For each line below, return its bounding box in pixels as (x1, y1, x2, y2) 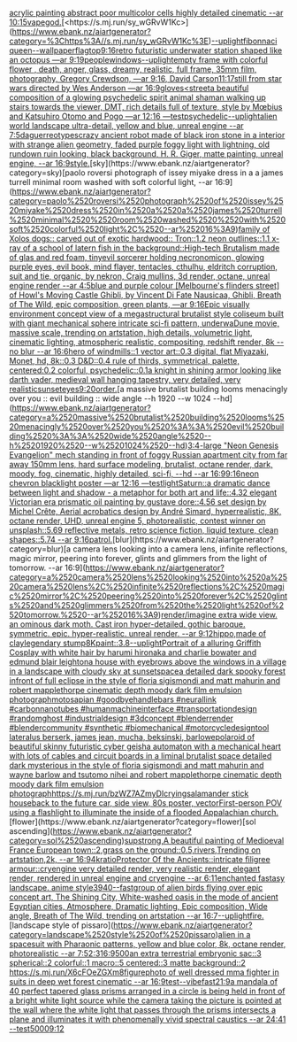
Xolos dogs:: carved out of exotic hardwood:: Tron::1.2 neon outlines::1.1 (9, 234, 270, 243)
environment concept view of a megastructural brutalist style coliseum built (9, 309, 285, 319)
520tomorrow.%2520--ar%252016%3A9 (9, 610, 159, 620)
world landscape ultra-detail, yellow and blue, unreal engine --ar (9, 120, 245, 131)
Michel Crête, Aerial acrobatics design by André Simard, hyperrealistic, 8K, (9, 506, 282, 516)
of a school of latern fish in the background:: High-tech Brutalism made (22, 243, 280, 253)
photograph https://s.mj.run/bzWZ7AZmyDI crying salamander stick (9, 788, 249, 799)
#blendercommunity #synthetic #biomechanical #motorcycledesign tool (9, 722, 270, 733)
